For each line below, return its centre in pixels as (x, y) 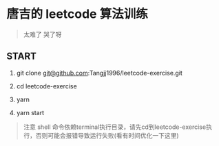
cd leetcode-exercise (46, 86)
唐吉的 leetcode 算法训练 (77, 14)
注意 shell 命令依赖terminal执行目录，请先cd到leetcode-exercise (115, 127)
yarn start (30, 112)
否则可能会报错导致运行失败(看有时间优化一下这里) (107, 135)
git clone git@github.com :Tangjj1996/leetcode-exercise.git (100, 73)
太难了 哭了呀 (42, 34)
